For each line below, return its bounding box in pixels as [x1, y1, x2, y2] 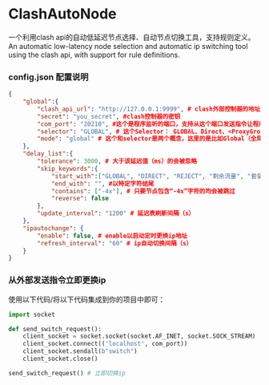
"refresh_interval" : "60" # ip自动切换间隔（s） [37, 239, 193, 247]
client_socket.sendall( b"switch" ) [22, 347, 138, 355]
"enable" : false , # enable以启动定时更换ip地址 [37, 232, 188, 240]
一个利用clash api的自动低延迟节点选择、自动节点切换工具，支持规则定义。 [8, 32, 255, 42]
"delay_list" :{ [22, 150, 74, 158]
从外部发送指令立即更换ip [8, 274, 106, 286]
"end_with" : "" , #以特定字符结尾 [50, 180, 155, 188]
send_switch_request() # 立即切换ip [8, 369, 126, 377]
